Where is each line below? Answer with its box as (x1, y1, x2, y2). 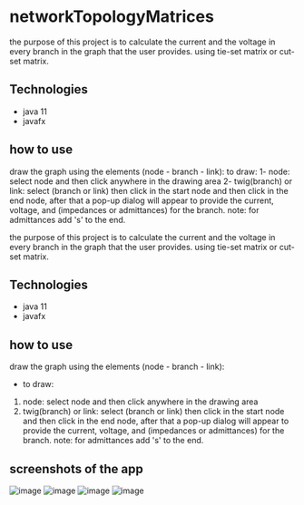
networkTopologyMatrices (9, 6, 215, 27)
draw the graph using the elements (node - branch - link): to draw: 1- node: (9, 166, 290, 177)
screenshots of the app (9, 461, 143, 477)
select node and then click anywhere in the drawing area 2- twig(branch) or (9, 175, 293, 187)
